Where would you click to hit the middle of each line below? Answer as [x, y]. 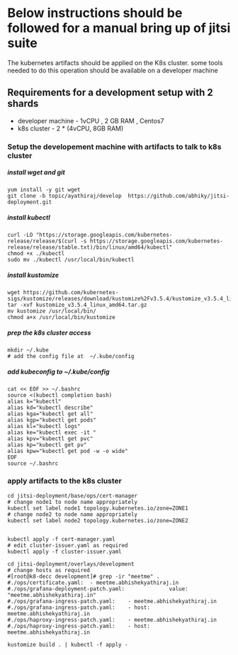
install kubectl [29, 218]
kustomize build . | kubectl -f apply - [68, 644]
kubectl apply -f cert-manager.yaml [61, 539]
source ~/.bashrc [33, 463]
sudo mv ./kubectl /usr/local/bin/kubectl [71, 259]
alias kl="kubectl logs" [44, 426]
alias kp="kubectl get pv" [47, 444]
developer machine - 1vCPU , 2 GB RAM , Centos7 [91, 121]
